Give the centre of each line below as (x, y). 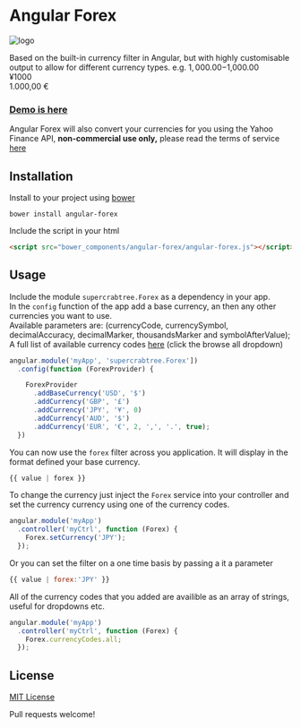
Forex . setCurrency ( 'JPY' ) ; (76, 538)
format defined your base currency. (75, 461)
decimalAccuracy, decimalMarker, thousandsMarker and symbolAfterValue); (150, 334)
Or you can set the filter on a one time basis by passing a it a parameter (141, 563)
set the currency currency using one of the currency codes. (120, 505)
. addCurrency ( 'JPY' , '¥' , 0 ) (87, 410)
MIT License (32, 697)
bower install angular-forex (64, 214)
